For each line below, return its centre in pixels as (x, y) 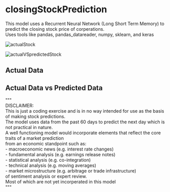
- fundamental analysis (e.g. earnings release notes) (60, 155)
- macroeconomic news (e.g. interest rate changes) (60, 149)
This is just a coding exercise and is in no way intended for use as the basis (85, 111)
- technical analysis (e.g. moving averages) (51, 165)
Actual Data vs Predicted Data (54, 88)
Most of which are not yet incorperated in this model (61, 182)
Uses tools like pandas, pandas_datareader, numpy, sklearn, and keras (80, 34)
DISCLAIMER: (20, 105)
